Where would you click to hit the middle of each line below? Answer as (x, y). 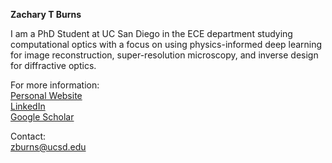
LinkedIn (28, 106)
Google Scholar (42, 117)
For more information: (55, 85)
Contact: (28, 136)
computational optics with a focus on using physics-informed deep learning (166, 44)
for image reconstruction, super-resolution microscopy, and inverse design (164, 55)
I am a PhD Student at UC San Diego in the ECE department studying (151, 33)
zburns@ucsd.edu (48, 147)
